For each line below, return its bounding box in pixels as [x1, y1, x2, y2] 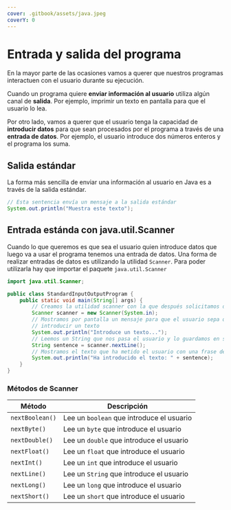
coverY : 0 [7, 17, 36, 23]
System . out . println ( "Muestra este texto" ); [7, 205, 134, 213]
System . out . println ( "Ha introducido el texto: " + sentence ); [32, 355, 214, 362]
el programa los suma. [7, 139, 71, 148]
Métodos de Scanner [7, 384, 78, 393]
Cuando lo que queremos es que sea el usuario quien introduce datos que [7, 242, 217, 251]
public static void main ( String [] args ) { [19, 297, 143, 304]
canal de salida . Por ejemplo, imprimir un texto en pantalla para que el [7, 97, 206, 106]
